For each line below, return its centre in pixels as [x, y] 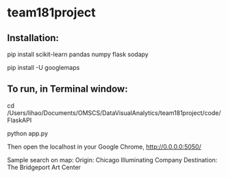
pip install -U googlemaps [43, 67]
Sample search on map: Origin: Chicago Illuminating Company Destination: [112, 160]
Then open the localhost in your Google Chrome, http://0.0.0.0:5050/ [104, 147]
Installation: [33, 38]
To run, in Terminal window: [67, 89]
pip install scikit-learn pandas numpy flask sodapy [78, 54]
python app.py [28, 133]
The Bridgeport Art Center [44, 167]
